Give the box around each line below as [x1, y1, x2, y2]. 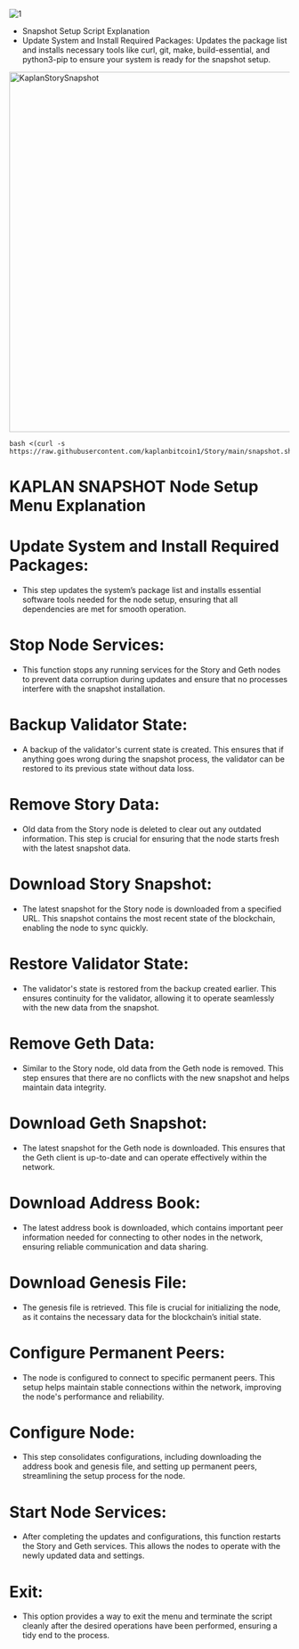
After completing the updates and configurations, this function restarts [21, 1531, 281, 1542]
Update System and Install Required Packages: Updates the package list [21, 36, 287, 45]
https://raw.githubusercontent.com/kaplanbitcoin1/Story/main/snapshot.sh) [9, 447, 296, 456]
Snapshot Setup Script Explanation [21, 26, 150, 36]
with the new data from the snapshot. [21, 1002, 160, 1012]
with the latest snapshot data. [21, 843, 131, 853]
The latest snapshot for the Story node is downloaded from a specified [21, 903, 282, 914]
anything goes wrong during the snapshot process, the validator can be [21, 754, 285, 764]
